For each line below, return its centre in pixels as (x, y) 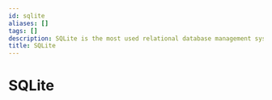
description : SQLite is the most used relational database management (130, 38)
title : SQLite (32, 46)
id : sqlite (27, 16)
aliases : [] (28, 23)
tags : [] (23, 31)
